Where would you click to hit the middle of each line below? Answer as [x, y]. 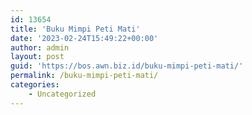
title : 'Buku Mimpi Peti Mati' [75, 29]
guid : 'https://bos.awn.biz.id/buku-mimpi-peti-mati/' [127, 66]
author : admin [40, 47]
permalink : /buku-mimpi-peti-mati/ [84, 76]
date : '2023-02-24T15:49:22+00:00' [84, 38]
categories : [35, 85]
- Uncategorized [62, 94]
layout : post [37, 57]
